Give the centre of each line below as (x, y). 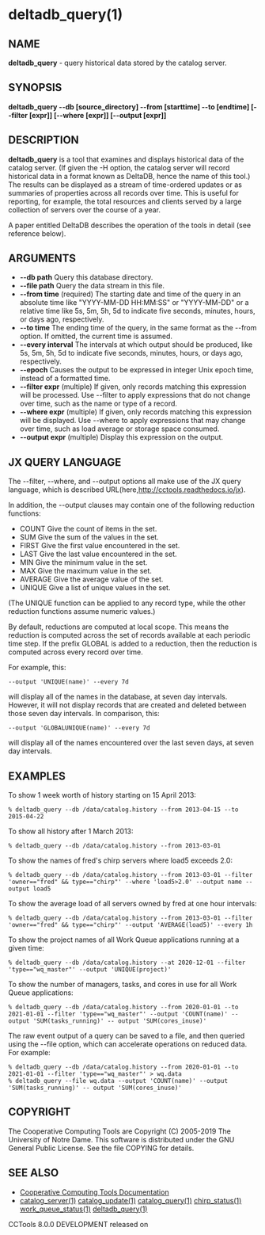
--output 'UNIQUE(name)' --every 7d (68, 682)
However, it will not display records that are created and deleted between (127, 705)
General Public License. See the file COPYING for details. (101, 1148)
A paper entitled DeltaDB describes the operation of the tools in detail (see (130, 225)
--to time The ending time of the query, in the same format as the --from (138, 328)
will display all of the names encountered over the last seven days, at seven (131, 743)
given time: (26, 948)
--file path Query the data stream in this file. (92, 286)
